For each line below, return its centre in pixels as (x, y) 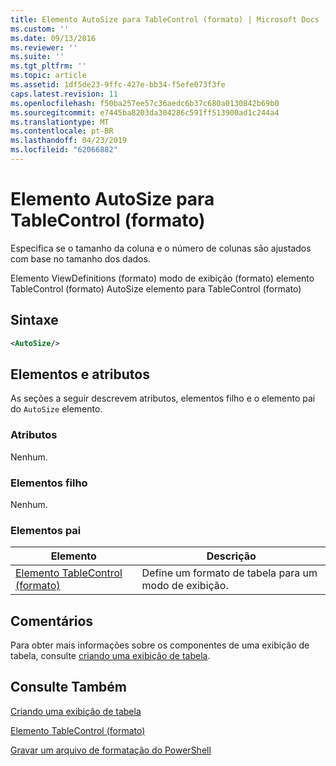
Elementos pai (46, 530)
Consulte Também (69, 687)
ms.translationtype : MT (60, 122)
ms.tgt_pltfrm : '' (48, 66)
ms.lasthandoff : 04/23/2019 (69, 141)
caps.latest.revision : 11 (64, 94)
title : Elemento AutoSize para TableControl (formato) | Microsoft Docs (165, 19)
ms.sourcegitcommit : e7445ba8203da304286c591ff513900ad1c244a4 (145, 112)
